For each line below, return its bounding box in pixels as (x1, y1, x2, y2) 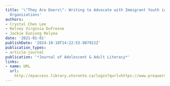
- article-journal (5, 50, 44, 55)
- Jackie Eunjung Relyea (5, 31, 58, 36)
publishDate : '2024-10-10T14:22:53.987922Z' (5, 40, 101, 46)
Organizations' (10, 12, 42, 17)
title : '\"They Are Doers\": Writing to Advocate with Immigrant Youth (5, 7, 159, 13)
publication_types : (5, 45, 47, 50)
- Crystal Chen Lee (5, 21, 47, 27)
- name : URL (5, 64, 30, 69)
